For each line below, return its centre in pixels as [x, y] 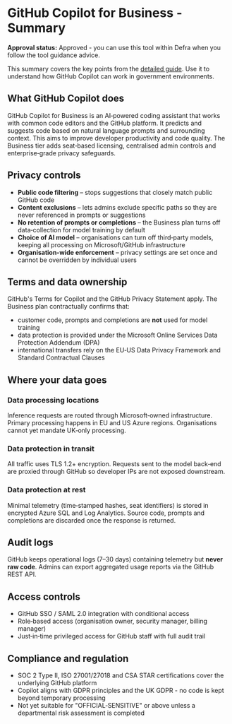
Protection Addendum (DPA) [59, 343]
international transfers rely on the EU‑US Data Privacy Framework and [119, 350]
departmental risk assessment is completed [81, 713]
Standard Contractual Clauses [61, 357]
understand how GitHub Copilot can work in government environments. [111, 76]
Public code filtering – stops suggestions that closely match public [115, 192]
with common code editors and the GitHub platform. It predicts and [105, 123]
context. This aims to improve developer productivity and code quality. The [116, 138]
